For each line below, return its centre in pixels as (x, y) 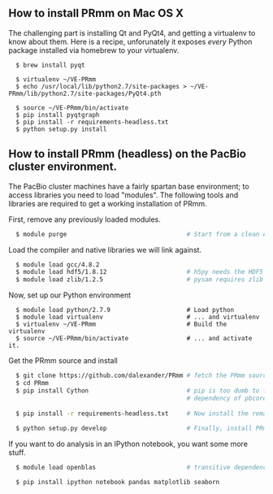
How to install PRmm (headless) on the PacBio (127, 154)
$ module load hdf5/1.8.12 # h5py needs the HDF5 (140, 272)
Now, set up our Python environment (70, 295)
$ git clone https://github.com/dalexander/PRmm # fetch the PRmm (130, 376)
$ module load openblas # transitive (123, 468)
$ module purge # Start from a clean (138, 234)
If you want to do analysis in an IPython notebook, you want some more (128, 444)
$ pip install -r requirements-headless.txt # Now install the (132, 414)
